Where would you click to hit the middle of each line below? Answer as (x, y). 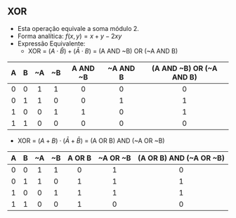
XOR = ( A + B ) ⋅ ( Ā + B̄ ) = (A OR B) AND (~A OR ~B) (91, 141)
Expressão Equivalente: (51, 43)
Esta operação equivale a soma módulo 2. (78, 28)
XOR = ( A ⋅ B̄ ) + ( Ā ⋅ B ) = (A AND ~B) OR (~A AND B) (103, 51)
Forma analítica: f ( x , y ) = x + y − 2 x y (70, 36)
